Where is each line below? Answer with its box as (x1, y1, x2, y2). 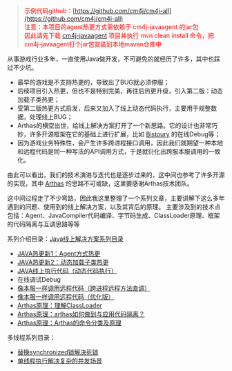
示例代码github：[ (23, 7, 75, 15)
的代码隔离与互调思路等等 (7, 220, 80, 228)
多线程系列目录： (7, 334, 56, 341)
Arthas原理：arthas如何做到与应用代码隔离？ (17, 310, 145, 318)
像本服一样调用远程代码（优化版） (17, 293, 115, 300)
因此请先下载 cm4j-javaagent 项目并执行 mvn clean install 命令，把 (23, 31, 215, 39)
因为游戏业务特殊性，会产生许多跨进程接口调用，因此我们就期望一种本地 (17, 138, 223, 147)
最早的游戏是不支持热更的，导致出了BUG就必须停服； (17, 78, 170, 86)
